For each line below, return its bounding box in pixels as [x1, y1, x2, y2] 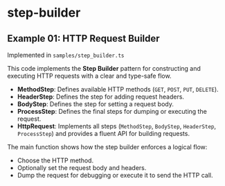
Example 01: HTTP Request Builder [7, 33, 161, 44]
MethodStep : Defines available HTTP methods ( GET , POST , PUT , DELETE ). [17, 85, 219, 93]
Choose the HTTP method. [17, 156, 94, 164]
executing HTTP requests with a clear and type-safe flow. [7, 71, 172, 80]
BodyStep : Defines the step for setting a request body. [17, 100, 174, 108]
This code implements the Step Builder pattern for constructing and [7, 65, 201, 72]
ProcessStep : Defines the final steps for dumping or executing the [17, 108, 208, 115]
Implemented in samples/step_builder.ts [7, 51, 125, 59]
